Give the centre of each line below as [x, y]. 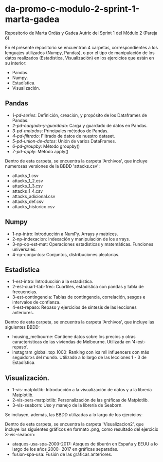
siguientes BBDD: [22, 327]
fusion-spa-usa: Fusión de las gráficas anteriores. [62, 454]
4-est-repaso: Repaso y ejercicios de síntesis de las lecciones [74, 307]
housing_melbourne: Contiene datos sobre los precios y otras [74, 337]
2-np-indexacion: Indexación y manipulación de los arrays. [71, 239]
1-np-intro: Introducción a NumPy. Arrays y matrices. [65, 234]
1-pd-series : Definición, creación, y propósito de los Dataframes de [80, 115]
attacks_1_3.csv [27, 186]
